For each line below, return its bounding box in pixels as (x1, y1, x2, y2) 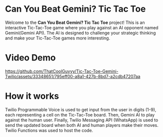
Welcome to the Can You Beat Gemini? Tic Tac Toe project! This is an (5, 20, 145, 25)
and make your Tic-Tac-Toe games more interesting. (5, 35, 110, 41)
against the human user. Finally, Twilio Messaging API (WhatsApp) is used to (5, 117, 158, 123)
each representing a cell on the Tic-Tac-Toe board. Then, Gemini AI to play (5, 112, 155, 117)
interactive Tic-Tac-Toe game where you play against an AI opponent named (5, 24, 159, 30)
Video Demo (5, 52, 56, 63)
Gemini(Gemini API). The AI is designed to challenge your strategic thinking (5, 30, 156, 36)
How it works (5, 91, 59, 102)
